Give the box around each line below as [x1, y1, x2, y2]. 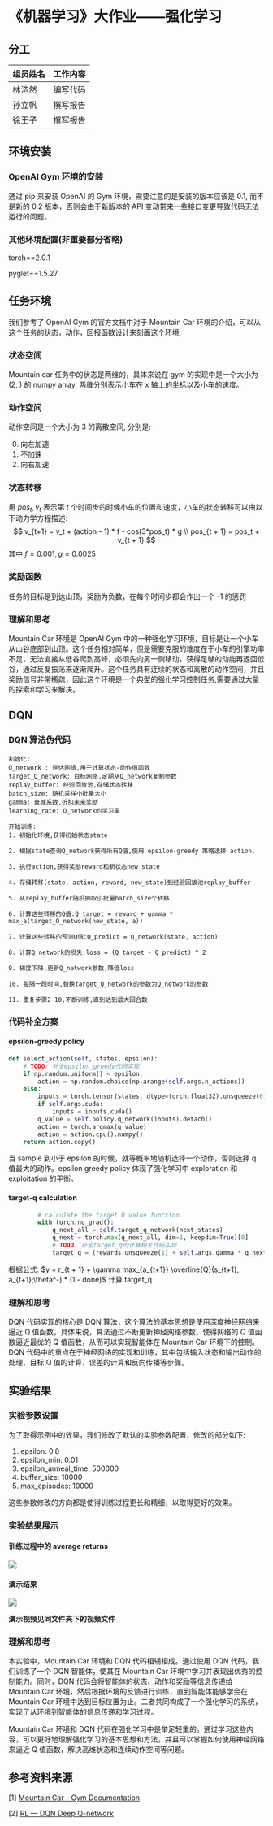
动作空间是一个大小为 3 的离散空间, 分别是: [8, 422, 152, 432]
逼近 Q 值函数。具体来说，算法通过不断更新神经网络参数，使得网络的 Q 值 [8, 1327, 256, 1337]
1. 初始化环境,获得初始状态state [8, 831, 108, 839]
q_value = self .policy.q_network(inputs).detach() [37, 1115, 213, 1123]
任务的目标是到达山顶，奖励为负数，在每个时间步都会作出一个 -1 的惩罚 [8, 591, 247, 601]
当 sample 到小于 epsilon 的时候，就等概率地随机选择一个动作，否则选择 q [8, 1153, 257, 1163]
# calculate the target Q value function [37, 1211, 180, 1219]
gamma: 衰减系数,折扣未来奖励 [8, 798, 99, 806]
